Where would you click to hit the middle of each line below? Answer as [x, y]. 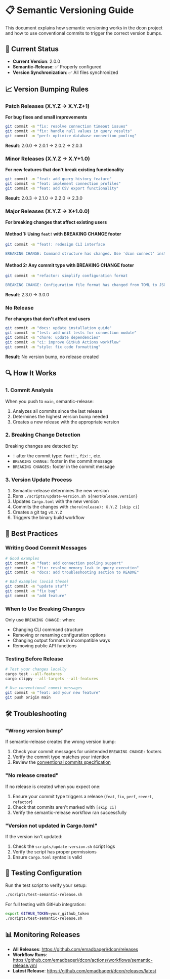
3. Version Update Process [39, 480]
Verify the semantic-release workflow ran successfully [70, 812]
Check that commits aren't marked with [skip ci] [65, 807]
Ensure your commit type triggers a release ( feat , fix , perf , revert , [83, 796]
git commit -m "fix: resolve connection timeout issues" [67, 127]
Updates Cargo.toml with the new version [56, 501]
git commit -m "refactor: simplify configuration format [67, 276]
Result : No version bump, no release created [52, 357]
